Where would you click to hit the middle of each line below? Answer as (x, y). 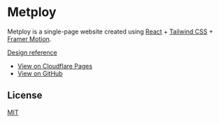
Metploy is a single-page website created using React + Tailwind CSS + (110, 31)
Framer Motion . (29, 38)
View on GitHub (40, 73)
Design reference (32, 52)
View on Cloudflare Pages (55, 66)
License (25, 95)
